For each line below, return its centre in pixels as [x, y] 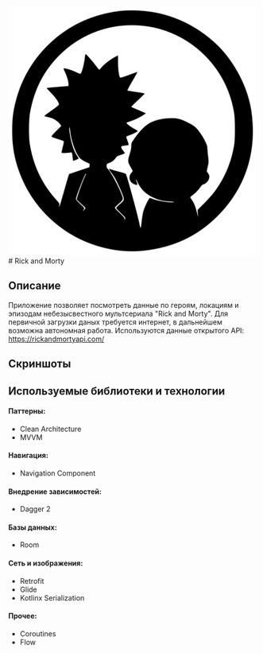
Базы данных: [33, 527]
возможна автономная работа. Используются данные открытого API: [126, 330]
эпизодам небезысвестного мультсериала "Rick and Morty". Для [118, 313]
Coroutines [38, 633]
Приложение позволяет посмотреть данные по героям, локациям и [124, 305]
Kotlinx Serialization [52, 597]
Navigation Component [58, 473]
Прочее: [23, 616]
